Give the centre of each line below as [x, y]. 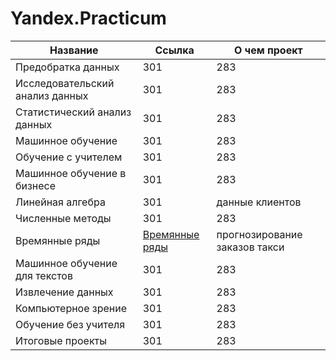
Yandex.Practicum [88, 18]
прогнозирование [259, 234]
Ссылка [174, 50]
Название [74, 50]
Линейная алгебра [60, 202]
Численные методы [63, 218]
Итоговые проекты [61, 340]
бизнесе [36, 185]
